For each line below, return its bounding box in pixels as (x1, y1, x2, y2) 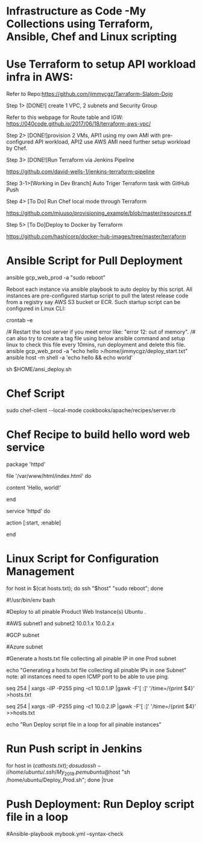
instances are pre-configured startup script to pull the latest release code (6, 292, 189, 299)
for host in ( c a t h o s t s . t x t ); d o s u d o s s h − (6, 762, 101, 769)
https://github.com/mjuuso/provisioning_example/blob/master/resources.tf (6, 209, 192, 217)
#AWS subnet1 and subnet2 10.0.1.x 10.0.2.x (6, 620, 115, 627)
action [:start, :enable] (6, 519, 62, 526)
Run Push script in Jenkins (6, 742, 143, 756)
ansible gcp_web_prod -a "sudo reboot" (6, 274, 106, 281)
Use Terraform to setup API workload (6, 57, 196, 71)
